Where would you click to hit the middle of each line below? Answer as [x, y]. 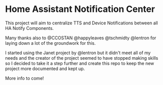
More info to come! [25, 78]
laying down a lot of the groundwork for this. [50, 43]
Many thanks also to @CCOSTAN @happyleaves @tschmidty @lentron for [81, 38]
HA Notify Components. [29, 28]
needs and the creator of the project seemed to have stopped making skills [82, 58]
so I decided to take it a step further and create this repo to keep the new [80, 63]
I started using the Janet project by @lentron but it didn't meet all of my [78, 53]
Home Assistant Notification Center [80, 9]
